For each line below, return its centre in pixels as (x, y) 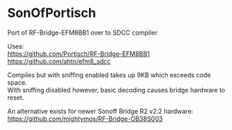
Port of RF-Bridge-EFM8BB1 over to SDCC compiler (82, 32)
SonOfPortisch (52, 13)
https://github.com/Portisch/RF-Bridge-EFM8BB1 (79, 54)
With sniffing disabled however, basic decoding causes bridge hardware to (116, 90)
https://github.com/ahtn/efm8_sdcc (59, 61)
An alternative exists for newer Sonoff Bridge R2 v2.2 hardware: (100, 111)
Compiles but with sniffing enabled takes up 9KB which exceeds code (109, 75)
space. (17, 82)
